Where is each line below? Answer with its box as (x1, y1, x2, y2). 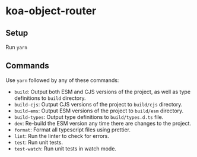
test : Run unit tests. (14, 139, 63, 146)
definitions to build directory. (14, 94, 87, 102)
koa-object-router (5, 4, 97, 18)
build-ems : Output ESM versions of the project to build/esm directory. (14, 107, 184, 114)
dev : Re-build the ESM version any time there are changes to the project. (14, 120, 191, 127)
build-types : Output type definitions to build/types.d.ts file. (14, 113, 164, 120)
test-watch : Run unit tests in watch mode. (14, 145, 117, 152)
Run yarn (5, 43, 28, 51)
